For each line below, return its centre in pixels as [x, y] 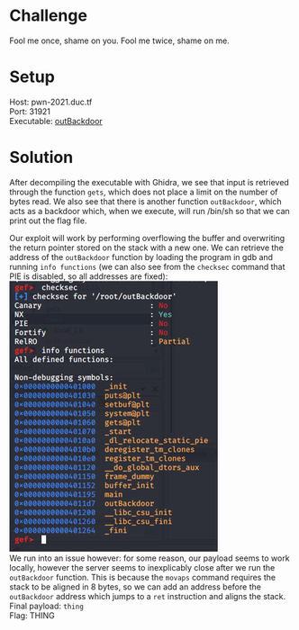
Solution [41, 157]
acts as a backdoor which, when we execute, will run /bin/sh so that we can [149, 211]
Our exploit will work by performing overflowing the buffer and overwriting [147, 238]
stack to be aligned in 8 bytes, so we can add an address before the [135, 587]
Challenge [49, 16]
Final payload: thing [46, 606]
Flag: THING [32, 615]
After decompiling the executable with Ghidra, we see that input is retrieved [149, 182]
